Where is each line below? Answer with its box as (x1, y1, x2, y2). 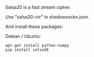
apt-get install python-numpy (5, 43, 70, 48)
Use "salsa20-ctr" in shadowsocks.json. (5, 14, 90, 19)
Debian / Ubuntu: (5, 33, 41, 39)
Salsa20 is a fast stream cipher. (5, 4, 71, 10)
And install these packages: (5, 23, 64, 29)
